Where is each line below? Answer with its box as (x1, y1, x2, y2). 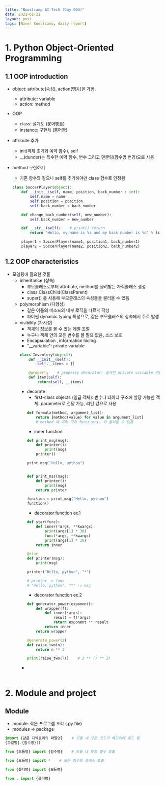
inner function (34, 428, 63, 434)
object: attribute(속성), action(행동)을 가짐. (12, 86, 96, 92)
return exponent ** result (53, 620, 109, 625)
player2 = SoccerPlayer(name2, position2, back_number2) (21, 244, 140, 249)
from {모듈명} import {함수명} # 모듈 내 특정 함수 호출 (5, 749, 115, 754)
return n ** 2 (36, 647, 65, 652)
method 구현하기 (12, 165, 45, 171)
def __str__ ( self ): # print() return (21, 225, 105, 231)
